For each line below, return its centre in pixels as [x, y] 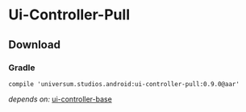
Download [34, 45]
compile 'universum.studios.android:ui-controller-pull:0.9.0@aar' [124, 84]
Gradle [22, 68]
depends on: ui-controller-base [60, 99]
